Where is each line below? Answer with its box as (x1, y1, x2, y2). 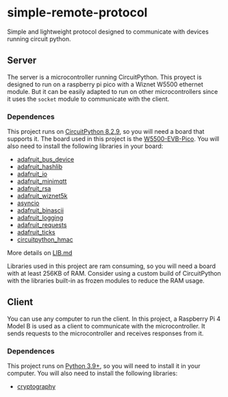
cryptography (16, 383, 56, 391)
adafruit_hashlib (16, 163, 63, 171)
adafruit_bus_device (16, 156, 75, 164)
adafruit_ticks (16, 228, 56, 237)
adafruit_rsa (16, 184, 51, 193)
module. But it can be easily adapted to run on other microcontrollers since (7, 87, 218, 95)
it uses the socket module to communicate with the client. (7, 95, 170, 103)
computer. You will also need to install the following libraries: (7, 369, 178, 378)
